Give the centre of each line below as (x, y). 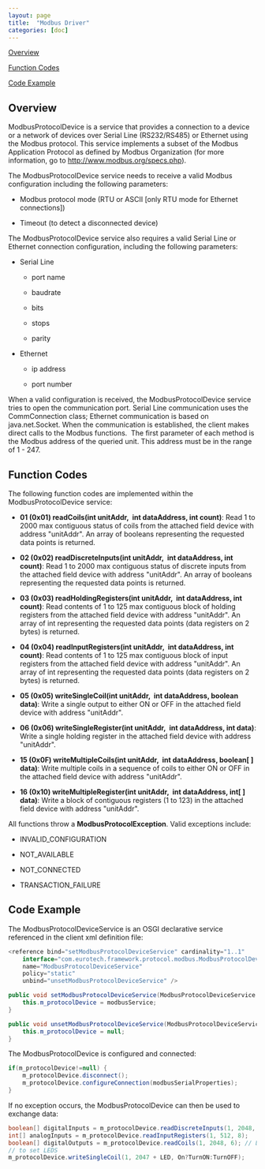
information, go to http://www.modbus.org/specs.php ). (97, 161)
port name (48, 278)
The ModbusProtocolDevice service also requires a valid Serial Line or (122, 238)
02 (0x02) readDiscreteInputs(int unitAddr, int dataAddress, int (126, 558)
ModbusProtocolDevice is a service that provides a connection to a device (129, 127)
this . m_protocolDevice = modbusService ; (90, 1003)
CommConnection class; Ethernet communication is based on (108, 416)
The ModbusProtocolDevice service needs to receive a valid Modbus (120, 176)
